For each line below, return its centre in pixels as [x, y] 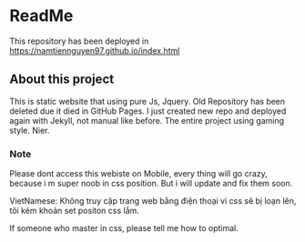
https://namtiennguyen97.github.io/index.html [95, 50]
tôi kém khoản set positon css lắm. [74, 211]
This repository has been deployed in [79, 41]
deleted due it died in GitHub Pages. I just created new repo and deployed [148, 111]
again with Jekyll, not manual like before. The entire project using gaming [147, 120]
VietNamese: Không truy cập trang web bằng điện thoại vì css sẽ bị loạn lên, [153, 201]
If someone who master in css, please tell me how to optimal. [124, 228]
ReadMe [41, 16]
